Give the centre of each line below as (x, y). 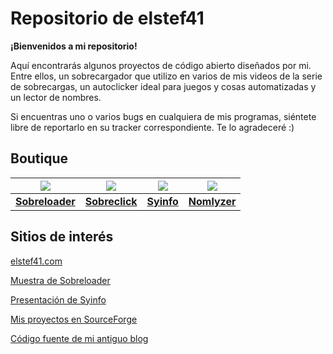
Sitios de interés (62, 237)
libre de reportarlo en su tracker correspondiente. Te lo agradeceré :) (152, 127)
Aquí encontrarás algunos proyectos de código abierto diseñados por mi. (161, 65)
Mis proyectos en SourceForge (74, 319)
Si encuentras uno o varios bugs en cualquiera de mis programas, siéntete (163, 116)
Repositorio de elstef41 (107, 18)
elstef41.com (36, 261)
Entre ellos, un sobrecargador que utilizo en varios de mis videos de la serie (166, 76)
